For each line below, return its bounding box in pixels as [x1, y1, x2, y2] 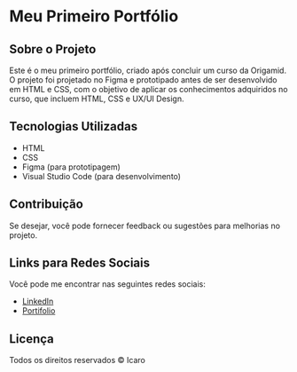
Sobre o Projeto [9, 42, 97, 57]
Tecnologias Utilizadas [9, 119, 138, 134]
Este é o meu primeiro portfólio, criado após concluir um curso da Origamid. [9, 65, 286, 75]
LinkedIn [21, 296, 54, 307]
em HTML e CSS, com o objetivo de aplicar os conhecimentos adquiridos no [9, 84, 288, 94]
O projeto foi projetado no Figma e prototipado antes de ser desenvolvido [9, 75, 277, 85]
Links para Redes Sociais [9, 256, 151, 271]
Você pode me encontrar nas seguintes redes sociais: [9, 279, 207, 289]
